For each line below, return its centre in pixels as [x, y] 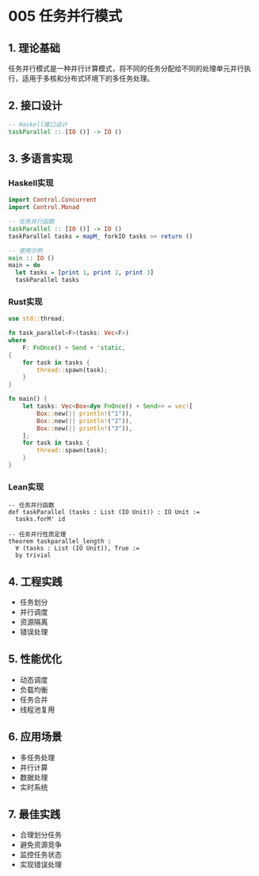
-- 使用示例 [26, 250]
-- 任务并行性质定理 [37, 535]
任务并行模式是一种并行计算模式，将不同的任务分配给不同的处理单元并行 [126, 69]
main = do [25, 265]
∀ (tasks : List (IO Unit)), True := [78, 548]
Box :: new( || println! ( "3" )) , [85, 428]
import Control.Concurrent [53, 200]
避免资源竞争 [40, 845]
